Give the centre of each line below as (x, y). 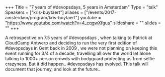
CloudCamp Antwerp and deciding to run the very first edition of (71, 43)
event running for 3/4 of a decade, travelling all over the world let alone (78, 53)
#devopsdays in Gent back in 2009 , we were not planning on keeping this (81, 48)
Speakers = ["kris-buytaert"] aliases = (44, 12)
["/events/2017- (100, 12)
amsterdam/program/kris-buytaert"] (42, 18)
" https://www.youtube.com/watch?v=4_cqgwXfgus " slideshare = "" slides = (83, 23)
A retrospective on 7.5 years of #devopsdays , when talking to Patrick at (79, 38)
